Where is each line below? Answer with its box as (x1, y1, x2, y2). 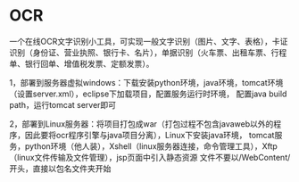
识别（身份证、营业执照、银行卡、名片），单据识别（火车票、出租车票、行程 (9, 46, 287, 58)
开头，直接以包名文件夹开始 (9, 162, 112, 174)
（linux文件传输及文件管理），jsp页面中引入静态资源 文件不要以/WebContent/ (9, 152, 291, 162)
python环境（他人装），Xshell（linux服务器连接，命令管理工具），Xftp (24, 140, 278, 152)
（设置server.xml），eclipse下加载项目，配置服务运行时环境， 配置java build (9, 88, 287, 99)
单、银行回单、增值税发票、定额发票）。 (9, 58, 154, 69)
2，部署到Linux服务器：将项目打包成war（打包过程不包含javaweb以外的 (9, 118, 274, 129)
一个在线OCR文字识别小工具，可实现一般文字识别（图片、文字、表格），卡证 (9, 36, 288, 46)
